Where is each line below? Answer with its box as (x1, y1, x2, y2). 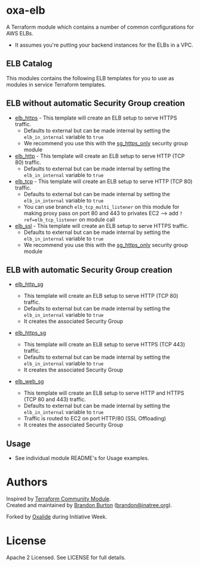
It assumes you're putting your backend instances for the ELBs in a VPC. (14, 41, 193, 48)
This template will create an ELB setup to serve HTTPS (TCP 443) (23, 341, 186, 348)
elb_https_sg (14, 330, 47, 337)
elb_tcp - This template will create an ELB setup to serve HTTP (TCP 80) (14, 178, 193, 185)
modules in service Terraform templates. (6, 81, 106, 88)
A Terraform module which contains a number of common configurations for (6, 23, 194, 31)
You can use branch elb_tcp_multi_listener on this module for (23, 203, 180, 210)
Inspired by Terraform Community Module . (6, 495, 112, 502)
